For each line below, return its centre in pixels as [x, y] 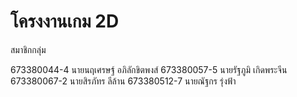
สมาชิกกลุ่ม [28, 49]
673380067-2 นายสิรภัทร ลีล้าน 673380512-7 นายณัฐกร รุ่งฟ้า [123, 81]
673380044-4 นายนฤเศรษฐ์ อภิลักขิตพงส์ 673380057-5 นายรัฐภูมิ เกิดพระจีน [149, 69]
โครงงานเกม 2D [65, 21]
